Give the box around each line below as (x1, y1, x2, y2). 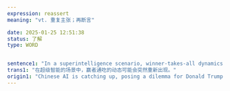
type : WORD (7, 42, 39, 49)
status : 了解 (7, 35, 43, 42)
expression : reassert (7, 10, 70, 17)
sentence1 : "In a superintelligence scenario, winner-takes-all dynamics (7, 60, 224, 68)
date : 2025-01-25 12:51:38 (7, 29, 85, 36)
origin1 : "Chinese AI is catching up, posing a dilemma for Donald (7, 73, 205, 80)
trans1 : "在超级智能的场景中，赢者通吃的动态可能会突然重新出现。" (7, 67, 177, 74)
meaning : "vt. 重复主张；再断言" (7, 17, 95, 23)
